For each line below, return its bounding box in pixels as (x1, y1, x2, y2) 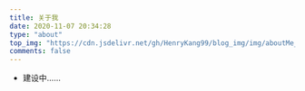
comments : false (9, 47, 71, 56)
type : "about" (9, 30, 64, 39)
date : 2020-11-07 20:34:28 (9, 22, 112, 31)
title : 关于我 (9, 13, 59, 23)
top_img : (9, 38, 43, 48)
